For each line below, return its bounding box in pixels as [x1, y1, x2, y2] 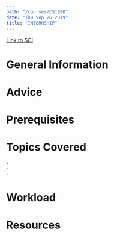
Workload [6, 191, 56, 205]
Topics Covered [6, 140, 87, 154]
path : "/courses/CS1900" [6, 8, 68, 15]
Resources [6, 218, 61, 232]
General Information [6, 58, 109, 71]
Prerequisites [6, 113, 75, 127]
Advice [6, 85, 43, 99]
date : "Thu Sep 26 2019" [6, 14, 68, 20]
